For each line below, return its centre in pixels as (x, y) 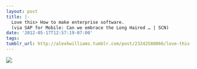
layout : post (22, 11)
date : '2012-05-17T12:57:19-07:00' (50, 33)
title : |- (18, 17)
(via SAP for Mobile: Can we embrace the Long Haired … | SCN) (90, 28)
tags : (13, 38)
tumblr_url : (21, 44)
